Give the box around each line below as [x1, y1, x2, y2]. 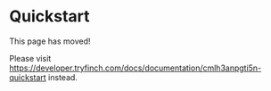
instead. [47, 71, 78, 82]
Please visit [9, 53, 52, 63]
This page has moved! [9, 36, 91, 46]
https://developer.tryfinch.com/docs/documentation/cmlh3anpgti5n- [9, 62, 262, 73]
